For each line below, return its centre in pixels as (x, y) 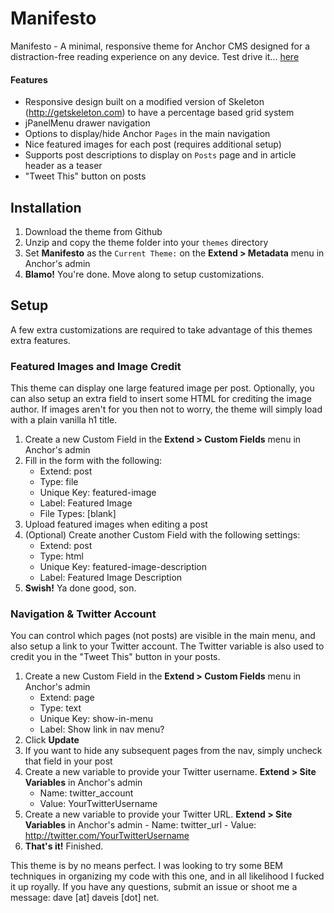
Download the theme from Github (93, 231)
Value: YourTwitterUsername (98, 804)
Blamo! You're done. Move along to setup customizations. (144, 274)
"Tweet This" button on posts (85, 176)
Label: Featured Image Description (111, 578)
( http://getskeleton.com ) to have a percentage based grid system (159, 113)
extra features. (40, 340)
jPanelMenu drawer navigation (87, 123)
